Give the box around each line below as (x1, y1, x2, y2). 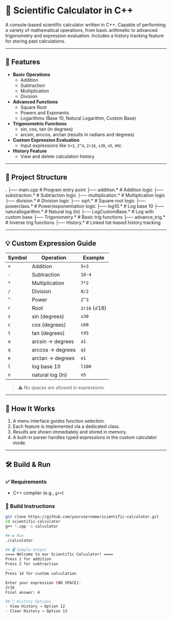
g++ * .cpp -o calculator (5, 523, 58, 529)
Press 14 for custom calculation (5, 571, 77, 576)
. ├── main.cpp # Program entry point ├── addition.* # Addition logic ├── (5, 186, 164, 193)
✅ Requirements (5, 478, 47, 485)
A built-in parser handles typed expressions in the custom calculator (12, 434, 157, 441)
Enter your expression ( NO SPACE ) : (5, 580, 81, 585)
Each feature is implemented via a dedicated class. (12, 423, 120, 429)
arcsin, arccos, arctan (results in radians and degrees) (20, 131, 135, 138)
